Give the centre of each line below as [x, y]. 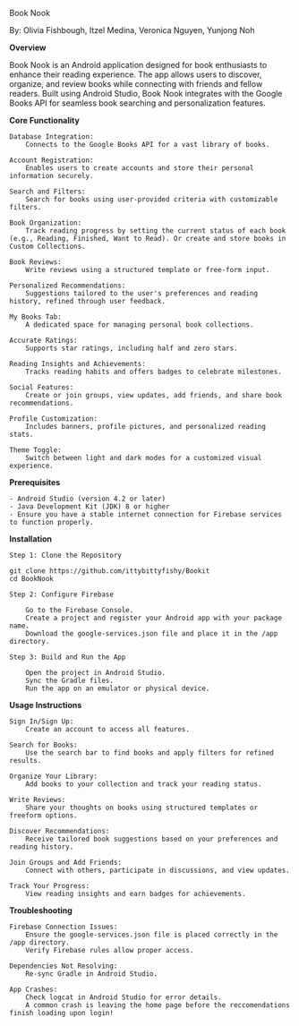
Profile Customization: [54, 419]
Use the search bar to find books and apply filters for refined [150, 753]
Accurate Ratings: [43, 340]
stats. [21, 434]
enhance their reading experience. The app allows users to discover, [136, 74]
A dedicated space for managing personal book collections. [140, 325]
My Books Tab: [36, 317]
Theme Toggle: [36, 450]
